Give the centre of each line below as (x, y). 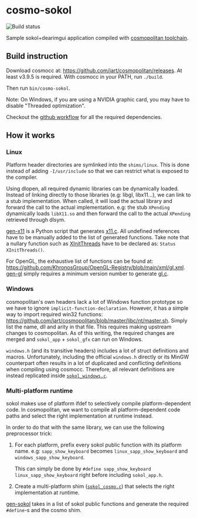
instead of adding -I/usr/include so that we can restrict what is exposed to (98, 171)
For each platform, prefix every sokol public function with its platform (98, 445)
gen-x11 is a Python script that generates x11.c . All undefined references (93, 231)
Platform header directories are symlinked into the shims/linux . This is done (98, 165)
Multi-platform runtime (40, 391)
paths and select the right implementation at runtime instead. (80, 416)
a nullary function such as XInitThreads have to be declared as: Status (91, 243)
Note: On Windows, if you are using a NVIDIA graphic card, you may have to (98, 99)
